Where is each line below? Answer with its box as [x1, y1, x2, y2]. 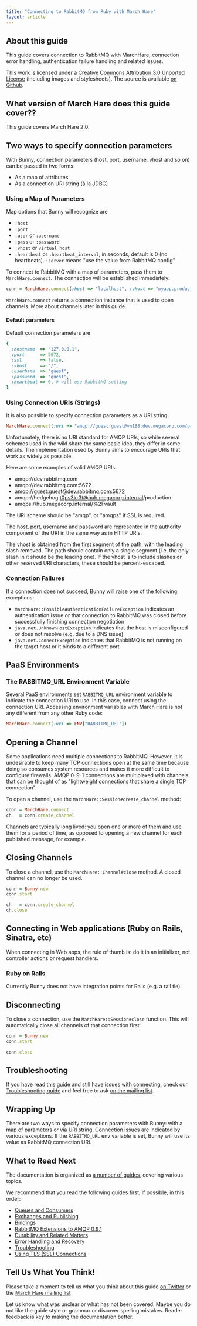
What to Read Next [6, 1155, 76, 1165]
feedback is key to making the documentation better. [6, 1313, 134, 1320]
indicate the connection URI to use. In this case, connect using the [6, 697, 167, 704]
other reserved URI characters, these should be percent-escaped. [6, 559, 166, 567]
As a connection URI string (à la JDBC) [14, 180, 108, 187]
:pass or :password [14, 238, 60, 245]
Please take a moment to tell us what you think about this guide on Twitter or [6, 1283, 191, 1290]
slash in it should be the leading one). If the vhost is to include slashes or [6, 554, 182, 561]
